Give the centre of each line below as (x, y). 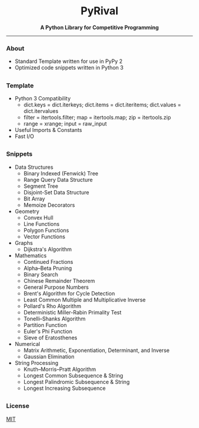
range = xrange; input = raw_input (65, 124)
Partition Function (45, 325)
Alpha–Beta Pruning (48, 268)
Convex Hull (38, 218)
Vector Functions (44, 237)
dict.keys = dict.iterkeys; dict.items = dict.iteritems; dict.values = (102, 105)
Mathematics (31, 255)
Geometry (27, 211)
